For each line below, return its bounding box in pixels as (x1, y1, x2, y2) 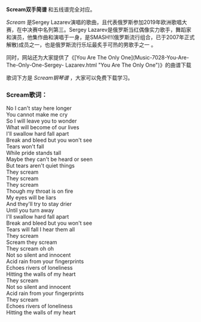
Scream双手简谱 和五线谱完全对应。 (6, 6, 96, 13)
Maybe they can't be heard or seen (6, 156, 93, 163)
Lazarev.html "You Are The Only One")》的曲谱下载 (65, 61, 191, 68)
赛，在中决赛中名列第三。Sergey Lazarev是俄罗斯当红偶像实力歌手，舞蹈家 (6, 26, 191, 33)
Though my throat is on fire (6, 187, 74, 195)
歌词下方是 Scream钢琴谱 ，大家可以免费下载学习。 (6, 74, 133, 81)
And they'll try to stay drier (6, 201, 72, 208)
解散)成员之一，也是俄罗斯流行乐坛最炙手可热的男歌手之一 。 (6, 41, 157, 48)
